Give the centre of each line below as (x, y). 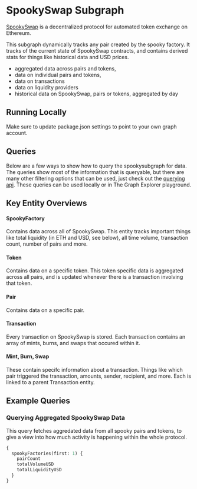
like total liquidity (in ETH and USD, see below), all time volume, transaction (97, 238)
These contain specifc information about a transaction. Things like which (94, 369)
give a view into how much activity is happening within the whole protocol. (96, 437)
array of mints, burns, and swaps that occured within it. (73, 343)
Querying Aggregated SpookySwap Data (66, 418)
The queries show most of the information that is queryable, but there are (95, 172)
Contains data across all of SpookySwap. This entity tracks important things (98, 231)
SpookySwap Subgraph (65, 10)
